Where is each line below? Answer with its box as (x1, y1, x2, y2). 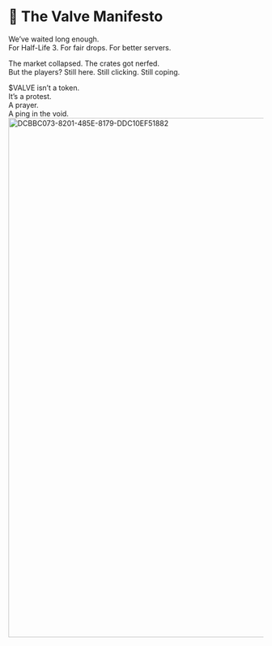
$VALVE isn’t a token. (8, 83, 79, 93)
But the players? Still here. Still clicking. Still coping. (8, 67, 181, 76)
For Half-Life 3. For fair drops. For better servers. (8, 42, 172, 52)
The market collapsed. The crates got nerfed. (8, 58, 160, 68)
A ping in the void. (8, 109, 69, 118)
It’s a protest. (8, 91, 52, 101)
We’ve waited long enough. (8, 34, 100, 44)
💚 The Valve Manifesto (8, 7, 164, 26)
